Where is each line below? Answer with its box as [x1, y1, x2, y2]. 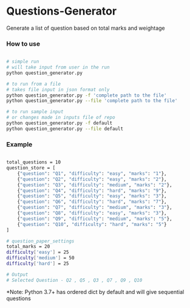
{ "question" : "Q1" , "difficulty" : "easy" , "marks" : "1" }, [17, 170, 167, 177]
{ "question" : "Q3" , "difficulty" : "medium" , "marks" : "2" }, [17, 182, 172, 188]
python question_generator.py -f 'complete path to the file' [6, 92, 167, 98]
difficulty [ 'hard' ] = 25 [6, 261, 69, 267]
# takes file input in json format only [6, 86, 110, 92]
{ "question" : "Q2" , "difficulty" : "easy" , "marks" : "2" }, [17, 176, 167, 182]
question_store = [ [6, 165, 56, 171]
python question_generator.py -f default [6, 120, 113, 126]
